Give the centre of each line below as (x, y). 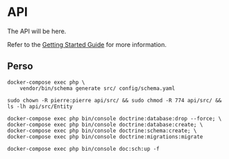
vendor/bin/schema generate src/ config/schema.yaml (97, 88)
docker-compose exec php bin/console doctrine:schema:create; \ (102, 131)
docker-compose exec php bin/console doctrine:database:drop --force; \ (114, 118)
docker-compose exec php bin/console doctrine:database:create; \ (105, 124)
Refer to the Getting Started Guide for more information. (87, 44)
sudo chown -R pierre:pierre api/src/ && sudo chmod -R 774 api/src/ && (114, 100)
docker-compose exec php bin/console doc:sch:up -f (83, 149)
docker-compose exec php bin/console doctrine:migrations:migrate (105, 137)
